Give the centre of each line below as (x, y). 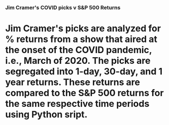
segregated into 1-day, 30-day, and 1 (84, 72)
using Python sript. (46, 115)
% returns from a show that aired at (81, 39)
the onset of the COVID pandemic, (79, 50)
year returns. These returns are (73, 82)
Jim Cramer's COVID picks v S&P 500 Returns (63, 8)
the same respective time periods (77, 104)
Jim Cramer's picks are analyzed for (83, 29)
